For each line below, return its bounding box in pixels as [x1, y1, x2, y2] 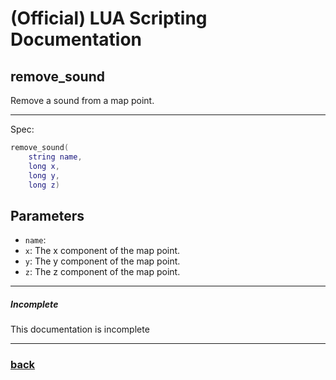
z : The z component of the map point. [24, 266, 181, 278]
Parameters [10, 207, 85, 224]
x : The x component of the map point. [24, 245, 181, 257]
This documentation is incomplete [10, 323, 150, 336]
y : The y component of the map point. [24, 255, 181, 267]
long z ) [28, 180, 60, 190]
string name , [28, 152, 83, 162]
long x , [28, 161, 60, 171]
